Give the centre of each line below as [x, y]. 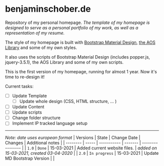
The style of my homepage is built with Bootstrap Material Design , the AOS [80, 42]
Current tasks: [19, 86]
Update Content [28, 107]
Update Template [30, 96]
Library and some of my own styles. [41, 47]
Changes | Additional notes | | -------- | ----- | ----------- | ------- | [73, 143]
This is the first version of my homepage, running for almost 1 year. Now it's [81, 71]
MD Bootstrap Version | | [30, 158]
